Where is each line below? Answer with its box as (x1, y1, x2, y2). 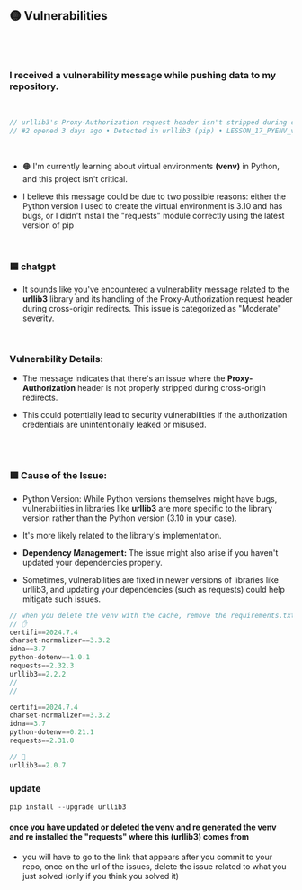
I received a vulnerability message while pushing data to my (9, 68, 277, 81)
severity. (22, 313, 55, 323)
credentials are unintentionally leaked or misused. (22, 419, 207, 431)
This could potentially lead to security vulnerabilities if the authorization (22, 410, 288, 421)
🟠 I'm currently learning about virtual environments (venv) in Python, (22, 160, 280, 171)
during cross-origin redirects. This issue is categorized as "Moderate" (22, 304, 281, 314)
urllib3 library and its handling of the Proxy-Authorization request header (22, 294, 293, 304)
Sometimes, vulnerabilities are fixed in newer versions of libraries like (22, 574, 279, 585)
